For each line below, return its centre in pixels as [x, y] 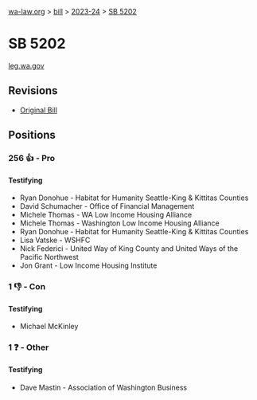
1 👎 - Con [27, 287]
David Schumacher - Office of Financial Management [107, 206]
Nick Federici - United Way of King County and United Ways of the [129, 249]
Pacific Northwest [49, 257]
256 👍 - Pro [32, 159]
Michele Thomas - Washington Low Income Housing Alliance [120, 223]
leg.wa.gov [27, 65]
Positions [32, 135]
